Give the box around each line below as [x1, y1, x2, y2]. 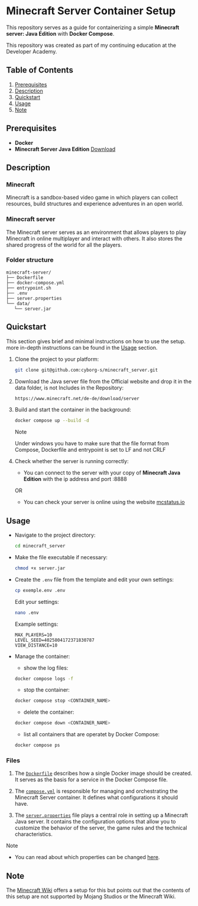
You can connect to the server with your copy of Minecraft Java [23, 469, 181, 476]
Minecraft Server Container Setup [6, 4, 176, 18]
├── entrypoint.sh [6, 285, 51, 291]
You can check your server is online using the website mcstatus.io [23, 499, 185, 506]
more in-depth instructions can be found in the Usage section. [6, 344, 158, 351]
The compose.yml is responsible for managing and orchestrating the [14, 788, 178, 795]
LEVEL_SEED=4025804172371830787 [14, 637, 95, 643]
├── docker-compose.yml [6, 280, 65, 286]
